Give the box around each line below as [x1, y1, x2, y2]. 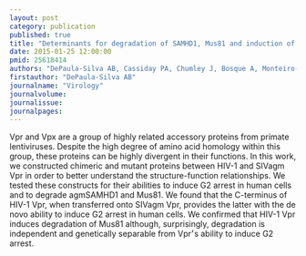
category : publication [9, 22, 96, 31]
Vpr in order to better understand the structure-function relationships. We [9, 170, 286, 181]
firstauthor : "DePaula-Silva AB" [9, 73, 137, 82]
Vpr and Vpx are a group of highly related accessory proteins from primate [9, 131, 290, 142]
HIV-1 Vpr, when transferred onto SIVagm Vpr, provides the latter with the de [9, 200, 296, 210]
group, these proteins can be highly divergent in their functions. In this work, [9, 151, 297, 162]
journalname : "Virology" [9, 81, 104, 90]
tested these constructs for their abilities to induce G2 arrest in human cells [9, 179, 292, 191]
